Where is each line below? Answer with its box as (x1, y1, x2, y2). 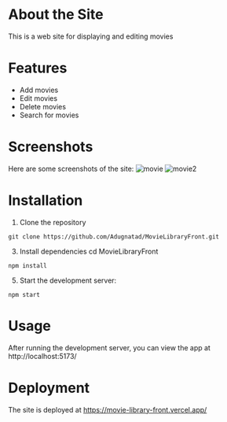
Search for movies (19, 110, 79, 120)
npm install (8, 261, 47, 269)
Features (8, 59, 68, 77)
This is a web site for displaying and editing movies (8, 31, 174, 41)
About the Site (8, 6, 104, 24)
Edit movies (19, 93, 57, 103)
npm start (8, 291, 41, 298)
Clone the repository (19, 217, 86, 227)
